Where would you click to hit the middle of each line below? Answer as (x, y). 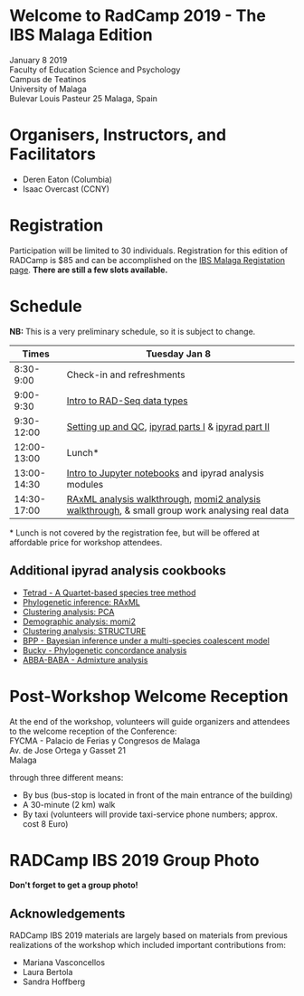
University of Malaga (48, 89)
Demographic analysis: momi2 (79, 621)
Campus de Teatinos (48, 79)
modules (85, 484)
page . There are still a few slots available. (89, 270)
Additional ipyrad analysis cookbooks (118, 571)
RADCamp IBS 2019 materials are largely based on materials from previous (148, 935)
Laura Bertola (47, 972)
